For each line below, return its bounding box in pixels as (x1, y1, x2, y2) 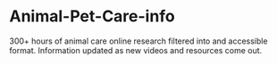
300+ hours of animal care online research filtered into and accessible (9, 36, 268, 46)
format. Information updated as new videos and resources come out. (9, 44, 263, 55)
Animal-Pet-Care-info (9, 6, 176, 27)
